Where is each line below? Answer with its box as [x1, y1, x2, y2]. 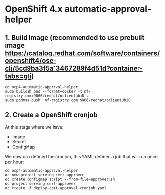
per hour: [5, 159, 24, 165]
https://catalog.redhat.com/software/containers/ [5, 49, 160, 57]
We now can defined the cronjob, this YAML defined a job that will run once [5, 153, 158, 159]
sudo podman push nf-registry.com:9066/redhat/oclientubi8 [5, 98, 131, 103]
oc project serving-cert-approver [5, 181, 76, 186]
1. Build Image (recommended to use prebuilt [5, 33, 145, 42]
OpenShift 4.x [5, 3, 63, 15]
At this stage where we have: [5, 124, 64, 130]
